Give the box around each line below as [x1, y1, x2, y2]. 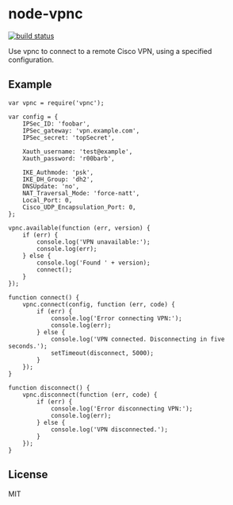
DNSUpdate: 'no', [22, 182, 80, 191]
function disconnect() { [8, 384, 90, 391]
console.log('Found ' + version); [36, 259, 151, 267]
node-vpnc [8, 5, 83, 23]
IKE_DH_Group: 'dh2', [22, 175, 94, 183]
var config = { [8, 113, 59, 121]
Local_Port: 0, [22, 196, 73, 204]
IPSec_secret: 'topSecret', [22, 133, 115, 141]
